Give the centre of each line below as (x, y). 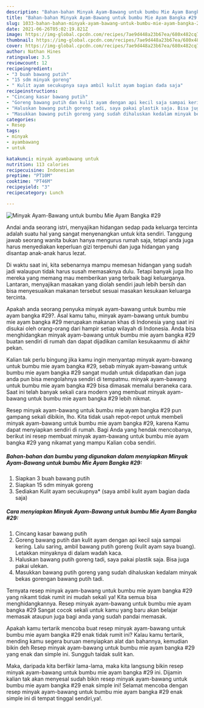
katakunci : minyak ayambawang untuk (53, 159)
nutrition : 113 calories (38, 164)
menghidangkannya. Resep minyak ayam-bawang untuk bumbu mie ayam (99, 603)
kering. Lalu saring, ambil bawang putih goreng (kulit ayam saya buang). (105, 546)
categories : (21, 119)
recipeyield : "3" (28, 187)
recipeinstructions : (32, 91)
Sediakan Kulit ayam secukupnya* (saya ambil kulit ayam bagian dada (102, 491)
